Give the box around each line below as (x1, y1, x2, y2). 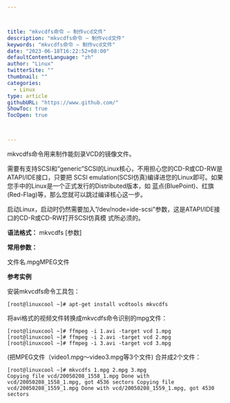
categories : (7, 79, 41, 86)
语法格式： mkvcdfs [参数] (7, 229, 82, 236)
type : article (7, 93, 48, 100)
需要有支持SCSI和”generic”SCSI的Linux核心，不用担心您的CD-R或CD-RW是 (7, 165, 223, 173)
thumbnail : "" (7, 73, 48, 80)
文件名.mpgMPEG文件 (7, 258, 70, 266)
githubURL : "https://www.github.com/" (7, 99, 119, 106)
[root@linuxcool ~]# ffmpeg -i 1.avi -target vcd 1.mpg (7, 328, 171, 335)
